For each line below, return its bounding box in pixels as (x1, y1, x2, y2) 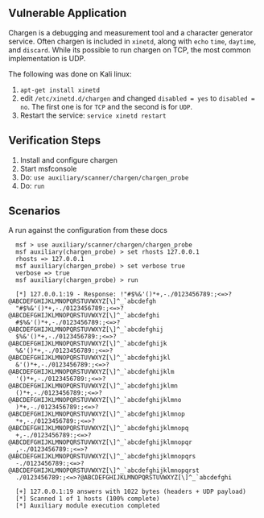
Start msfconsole (19, 164, 77, 173)
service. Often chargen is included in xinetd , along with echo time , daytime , (8, 36, 257, 46)
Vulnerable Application (8, 6, 127, 20)
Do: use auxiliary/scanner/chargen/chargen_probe (19, 172, 189, 182)
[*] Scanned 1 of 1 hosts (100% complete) (15, 495, 160, 503)
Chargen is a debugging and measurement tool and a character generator (8, 27, 254, 37)
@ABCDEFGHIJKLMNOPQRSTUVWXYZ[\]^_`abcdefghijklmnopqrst (8, 466, 200, 474)
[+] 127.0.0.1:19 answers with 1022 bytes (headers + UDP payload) (15, 487, 247, 496)
